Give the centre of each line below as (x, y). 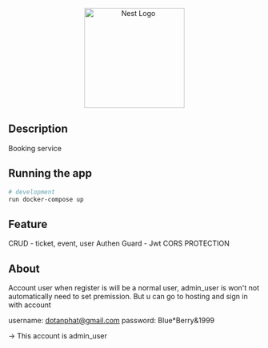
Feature (28, 224)
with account (30, 305)
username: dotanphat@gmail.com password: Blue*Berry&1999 (112, 320)
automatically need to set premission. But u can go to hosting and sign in (128, 296)
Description (38, 129)
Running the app (50, 173)
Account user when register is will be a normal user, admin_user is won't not (134, 288)
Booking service (35, 148)
